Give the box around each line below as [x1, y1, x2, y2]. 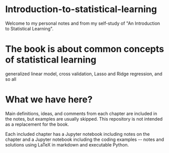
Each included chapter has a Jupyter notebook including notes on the [5, 131, 150, 137]
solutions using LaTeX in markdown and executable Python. [5, 141, 129, 147]
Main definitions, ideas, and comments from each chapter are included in [5, 110, 157, 117]
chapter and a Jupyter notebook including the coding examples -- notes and [5, 136, 164, 142]
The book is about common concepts [5, 43, 164, 55]
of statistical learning [5, 54, 97, 66]
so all [5, 76, 17, 82]
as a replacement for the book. [5, 121, 69, 127]
